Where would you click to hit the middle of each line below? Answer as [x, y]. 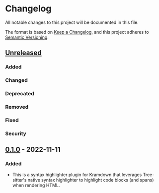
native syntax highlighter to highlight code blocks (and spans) [91, 180]
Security [16, 133]
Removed [17, 107]
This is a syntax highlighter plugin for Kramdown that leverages [77, 175]
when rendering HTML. [36, 185]
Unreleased [24, 53]
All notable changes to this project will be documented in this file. [72, 22]
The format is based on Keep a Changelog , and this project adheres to [77, 32]
